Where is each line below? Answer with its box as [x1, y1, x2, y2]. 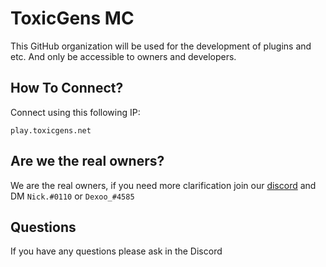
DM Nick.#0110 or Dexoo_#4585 [10, 190, 135, 202]
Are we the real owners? [10, 153, 165, 170]
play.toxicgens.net [10, 125, 92, 136]
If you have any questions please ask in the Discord [10, 245, 223, 257]
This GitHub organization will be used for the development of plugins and [10, 40, 312, 52]
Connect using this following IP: [10, 106, 141, 118]
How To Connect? [10, 80, 124, 97]
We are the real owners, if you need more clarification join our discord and [10, 179, 317, 191]
